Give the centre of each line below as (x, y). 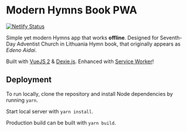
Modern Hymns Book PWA (72, 10)
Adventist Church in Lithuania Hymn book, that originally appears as (99, 44)
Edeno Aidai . (21, 50)
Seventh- (171, 37)
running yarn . (22, 100)
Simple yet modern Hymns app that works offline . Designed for (82, 37)
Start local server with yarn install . (50, 111)
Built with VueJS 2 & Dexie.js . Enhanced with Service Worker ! (80, 61)
